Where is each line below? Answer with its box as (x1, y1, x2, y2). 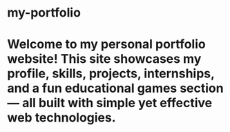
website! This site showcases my (7, 51, 202, 67)
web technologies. (7, 110, 116, 126)
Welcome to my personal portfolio (7, 37, 206, 53)
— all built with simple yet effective (7, 95, 213, 111)
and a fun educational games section (7, 81, 224, 96)
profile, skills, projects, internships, (7, 66, 215, 82)
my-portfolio (7, 5, 82, 21)
